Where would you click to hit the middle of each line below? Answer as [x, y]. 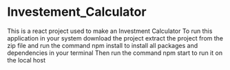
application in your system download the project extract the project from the [115, 38]
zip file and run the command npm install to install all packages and [103, 45]
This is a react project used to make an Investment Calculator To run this [110, 31]
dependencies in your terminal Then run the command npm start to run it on [115, 53]
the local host [27, 60]
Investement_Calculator [77, 12]
